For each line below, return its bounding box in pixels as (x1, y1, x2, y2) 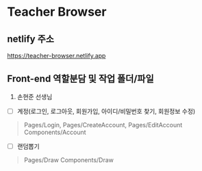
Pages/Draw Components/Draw (23, 155, 114, 164)
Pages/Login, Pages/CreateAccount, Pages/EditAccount (23, 120, 183, 129)
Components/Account (23, 128, 87, 136)
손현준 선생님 (16, 92, 53, 101)
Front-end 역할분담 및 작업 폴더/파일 (7, 73, 154, 85)
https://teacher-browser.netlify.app (7, 52, 106, 60)
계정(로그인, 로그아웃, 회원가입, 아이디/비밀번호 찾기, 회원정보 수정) (16, 107, 196, 115)
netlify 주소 (7, 33, 55, 44)
